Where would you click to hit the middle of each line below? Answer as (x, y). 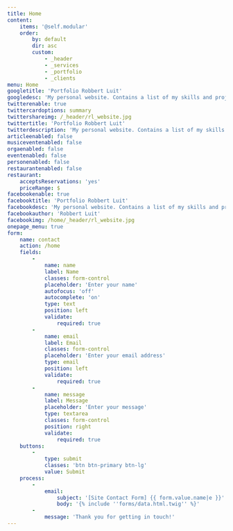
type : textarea (66, 414)
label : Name (61, 271)
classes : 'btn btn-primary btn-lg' (96, 466)
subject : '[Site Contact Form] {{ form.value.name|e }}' (141, 498)
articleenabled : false (40, 136)
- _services (61, 65)
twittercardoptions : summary (49, 110)
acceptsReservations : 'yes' (60, 181)
